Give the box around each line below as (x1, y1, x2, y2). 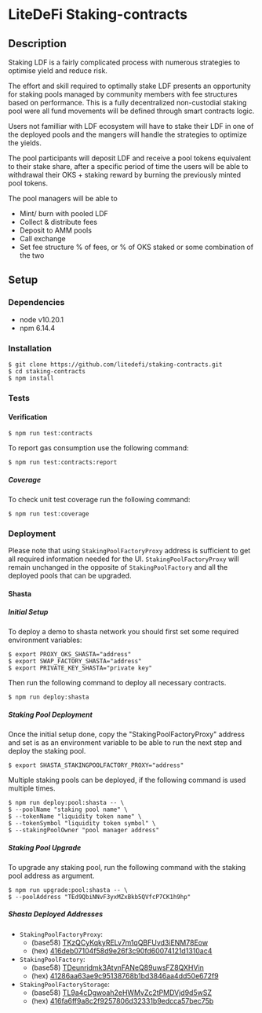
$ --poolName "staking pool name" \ (8, 806, 128, 813)
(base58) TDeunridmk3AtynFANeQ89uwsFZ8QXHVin (31, 963, 204, 972)
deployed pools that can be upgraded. (8, 571, 132, 581)
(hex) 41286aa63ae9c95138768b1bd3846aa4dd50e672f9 (31, 971, 219, 980)
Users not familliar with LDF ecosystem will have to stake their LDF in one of (8, 122, 254, 130)
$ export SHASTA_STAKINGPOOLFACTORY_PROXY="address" (8, 761, 184, 769)
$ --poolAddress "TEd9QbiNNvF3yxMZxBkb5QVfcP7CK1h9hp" (8, 893, 191, 901)
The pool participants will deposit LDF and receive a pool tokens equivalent (8, 153, 251, 163)
